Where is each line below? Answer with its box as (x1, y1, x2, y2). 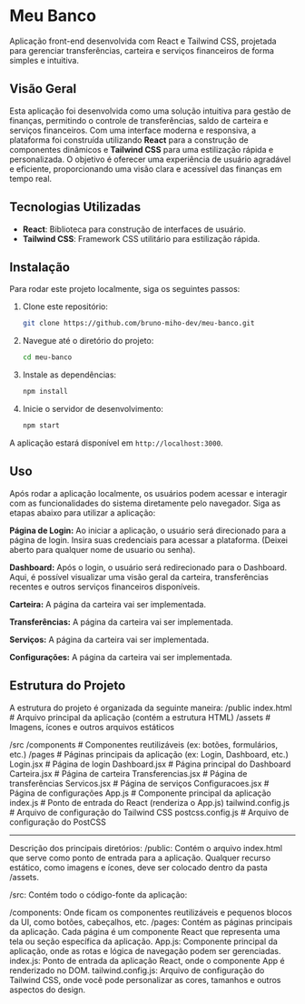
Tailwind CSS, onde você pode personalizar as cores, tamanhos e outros (9, 974, 281, 985)
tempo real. (9, 173, 53, 184)
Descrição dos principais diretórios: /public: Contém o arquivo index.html (9, 842, 283, 853)
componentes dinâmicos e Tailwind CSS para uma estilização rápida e (9, 144, 274, 155)
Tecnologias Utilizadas (9, 199, 142, 215)
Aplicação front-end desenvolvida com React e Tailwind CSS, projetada (9, 35, 277, 46)
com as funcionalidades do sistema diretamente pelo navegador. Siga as (9, 497, 281, 508)
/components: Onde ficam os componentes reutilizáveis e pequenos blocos (9, 907, 292, 918)
